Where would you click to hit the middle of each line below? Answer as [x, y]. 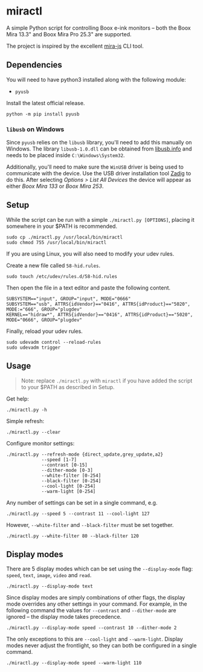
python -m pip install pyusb [43, 114]
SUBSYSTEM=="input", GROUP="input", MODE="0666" [69, 299]
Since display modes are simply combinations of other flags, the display [96, 598]
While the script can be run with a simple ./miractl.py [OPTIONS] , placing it [100, 219]
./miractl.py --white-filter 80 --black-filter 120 [72, 536]
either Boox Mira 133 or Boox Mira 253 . [55, 186]
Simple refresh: [25, 421]
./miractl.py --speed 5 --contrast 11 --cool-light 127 [78, 514]
